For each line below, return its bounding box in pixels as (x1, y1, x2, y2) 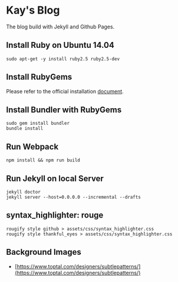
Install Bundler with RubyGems (6, 105, 122, 115)
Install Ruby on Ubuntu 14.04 (6, 40, 115, 50)
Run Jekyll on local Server (6, 173, 104, 183)
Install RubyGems (6, 72, 72, 82)
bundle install (6, 125, 44, 132)
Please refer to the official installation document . (6, 87, 124, 95)
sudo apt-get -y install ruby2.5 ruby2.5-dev (6, 56, 120, 62)
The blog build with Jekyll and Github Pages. (6, 23, 115, 30)
